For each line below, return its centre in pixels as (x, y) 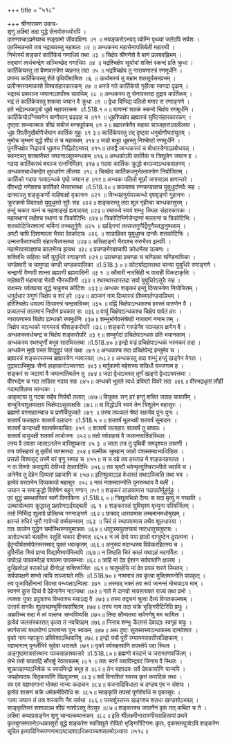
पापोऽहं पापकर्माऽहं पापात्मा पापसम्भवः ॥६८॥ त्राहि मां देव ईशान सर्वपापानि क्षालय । (94, 560)
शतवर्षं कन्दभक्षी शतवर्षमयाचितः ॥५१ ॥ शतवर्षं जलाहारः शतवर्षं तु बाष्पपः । (86, 428)
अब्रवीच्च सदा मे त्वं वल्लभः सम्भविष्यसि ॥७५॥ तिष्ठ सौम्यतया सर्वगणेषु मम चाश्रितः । (96, 615)
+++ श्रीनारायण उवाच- (33, 24)
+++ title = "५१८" (31, 10)
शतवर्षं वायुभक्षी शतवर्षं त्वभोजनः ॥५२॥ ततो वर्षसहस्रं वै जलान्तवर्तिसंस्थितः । (89, 436)
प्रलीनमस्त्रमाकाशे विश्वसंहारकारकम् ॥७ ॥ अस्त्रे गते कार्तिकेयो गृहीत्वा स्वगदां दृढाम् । (98, 86)
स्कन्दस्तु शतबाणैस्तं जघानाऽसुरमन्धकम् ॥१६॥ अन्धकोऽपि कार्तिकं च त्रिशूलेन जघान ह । (102, 156)
